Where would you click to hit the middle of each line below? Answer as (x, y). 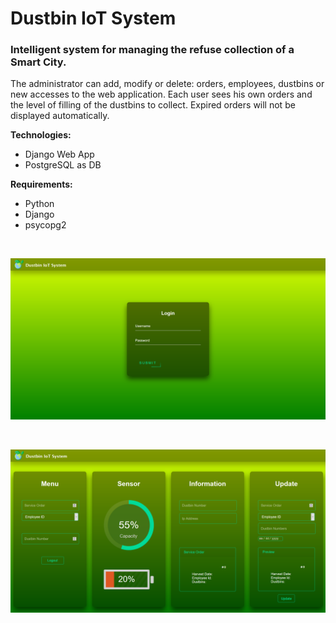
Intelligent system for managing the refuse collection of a (152, 50)
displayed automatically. (60, 116)
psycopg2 (45, 225)
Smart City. (38, 62)
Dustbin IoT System (93, 18)
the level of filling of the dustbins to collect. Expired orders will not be (153, 105)
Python (39, 204)
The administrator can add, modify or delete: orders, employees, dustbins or (167, 84)
